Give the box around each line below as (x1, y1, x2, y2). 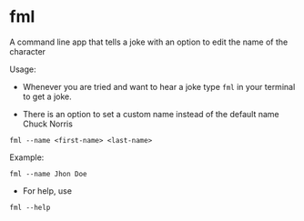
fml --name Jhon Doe (9, 169, 88, 178)
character (9, 45, 46, 56)
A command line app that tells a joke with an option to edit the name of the (9, 36, 289, 47)
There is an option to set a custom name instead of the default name (22, 108, 279, 119)
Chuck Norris (22, 118, 73, 129)
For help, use (22, 185, 73, 196)
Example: (9, 152, 45, 163)
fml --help (9, 203, 51, 212)
